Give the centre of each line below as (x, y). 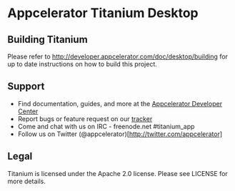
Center (28, 111)
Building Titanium (47, 40)
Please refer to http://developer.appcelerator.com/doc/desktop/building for (118, 56)
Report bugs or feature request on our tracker (85, 118)
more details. (27, 181)
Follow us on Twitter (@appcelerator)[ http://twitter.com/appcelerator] (120, 134)
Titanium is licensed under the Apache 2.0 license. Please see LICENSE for (118, 173)
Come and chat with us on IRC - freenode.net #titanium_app (106, 126)
